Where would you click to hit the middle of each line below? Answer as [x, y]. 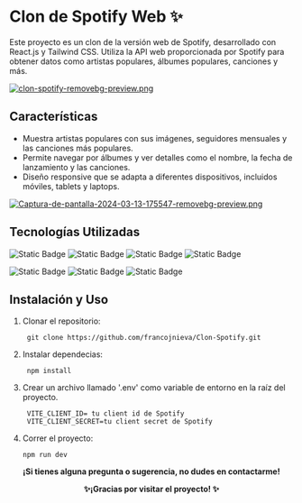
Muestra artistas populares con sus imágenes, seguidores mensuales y [154, 138]
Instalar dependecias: [63, 354]
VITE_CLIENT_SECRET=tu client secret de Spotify [120, 422]
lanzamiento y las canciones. [76, 167]
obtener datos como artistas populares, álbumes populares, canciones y [144, 61]
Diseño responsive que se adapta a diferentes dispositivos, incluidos [150, 177]
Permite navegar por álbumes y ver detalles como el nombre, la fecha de [157, 157]
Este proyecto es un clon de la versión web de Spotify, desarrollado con [143, 41]
